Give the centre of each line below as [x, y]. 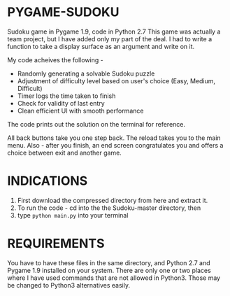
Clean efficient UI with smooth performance [80, 111]
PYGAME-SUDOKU [63, 12]
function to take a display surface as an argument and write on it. [101, 46]
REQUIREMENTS [56, 244]
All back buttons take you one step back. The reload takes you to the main [114, 138]
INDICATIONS [48, 181]
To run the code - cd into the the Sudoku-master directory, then [109, 208]
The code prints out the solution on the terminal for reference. [96, 124]
